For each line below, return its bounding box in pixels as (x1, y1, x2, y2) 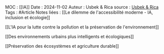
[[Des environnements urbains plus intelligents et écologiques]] (5, 34, 134, 39)
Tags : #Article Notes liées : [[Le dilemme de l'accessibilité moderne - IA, (5, 9, 153, 15)
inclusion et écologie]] (5, 15, 50, 20)
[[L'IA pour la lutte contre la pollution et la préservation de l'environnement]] (5, 24, 159, 30)
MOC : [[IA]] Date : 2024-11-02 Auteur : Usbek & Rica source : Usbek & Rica (5, 4, 159, 10)
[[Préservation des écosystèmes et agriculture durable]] (5, 43, 119, 49)
